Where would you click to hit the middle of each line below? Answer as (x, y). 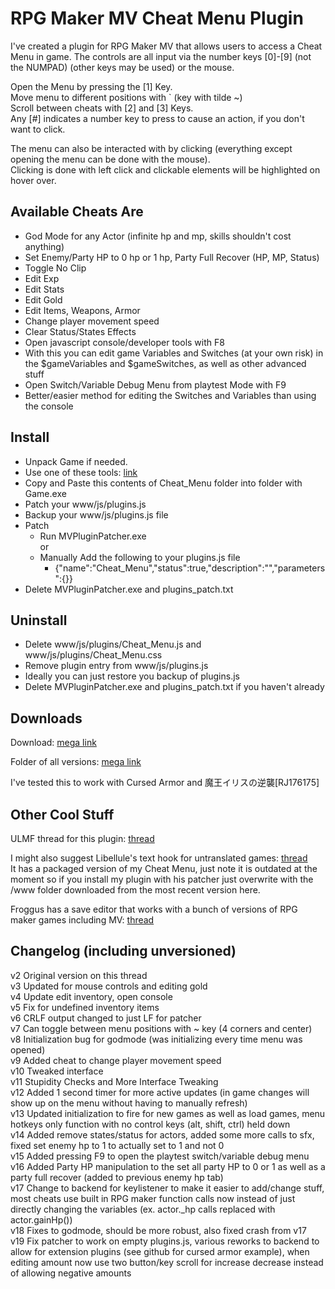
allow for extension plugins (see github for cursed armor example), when (160, 1251)
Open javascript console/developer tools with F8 (124, 342)
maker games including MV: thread (82, 920)
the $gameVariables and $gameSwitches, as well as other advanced (165, 363)
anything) (44, 246)
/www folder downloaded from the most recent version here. (135, 890)
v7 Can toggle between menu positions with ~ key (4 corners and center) (161, 1028)
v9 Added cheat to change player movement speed (116, 1060)
